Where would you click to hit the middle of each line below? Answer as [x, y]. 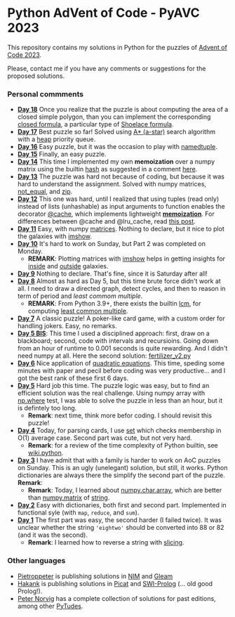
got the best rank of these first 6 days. [73, 378]
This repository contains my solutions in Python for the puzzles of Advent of [117, 47]
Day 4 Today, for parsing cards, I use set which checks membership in [119, 431]
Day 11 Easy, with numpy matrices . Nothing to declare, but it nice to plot [121, 229]
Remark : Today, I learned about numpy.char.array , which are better [125, 491]
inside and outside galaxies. [68, 266]
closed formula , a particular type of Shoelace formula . [95, 124]
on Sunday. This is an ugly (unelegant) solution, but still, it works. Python [122, 468]
